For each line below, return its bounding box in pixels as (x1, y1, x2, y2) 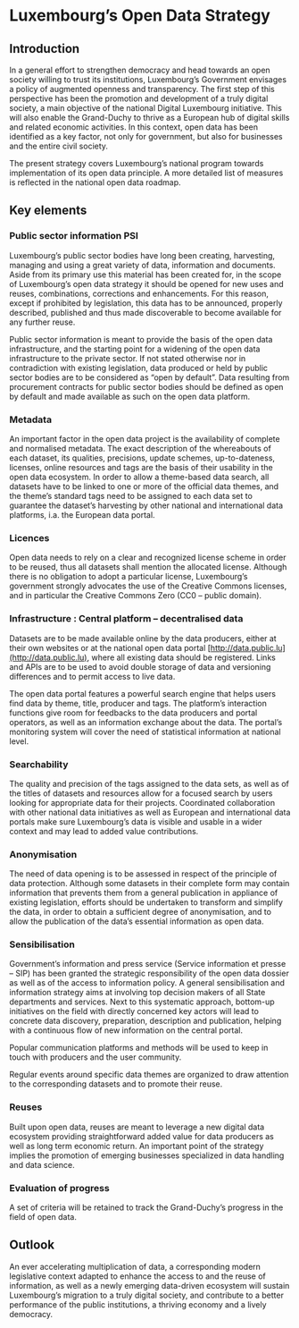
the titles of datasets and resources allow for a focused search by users (9, 788, 273, 799)
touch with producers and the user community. (9, 1052, 182, 1062)
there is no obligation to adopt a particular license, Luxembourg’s (9, 571, 248, 582)
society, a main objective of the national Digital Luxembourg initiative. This (9, 103, 283, 113)
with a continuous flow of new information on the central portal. (9, 1025, 244, 1036)
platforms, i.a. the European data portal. (9, 509, 155, 520)
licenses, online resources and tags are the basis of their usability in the (9, 461, 274, 472)
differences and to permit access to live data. (9, 671, 176, 681)
